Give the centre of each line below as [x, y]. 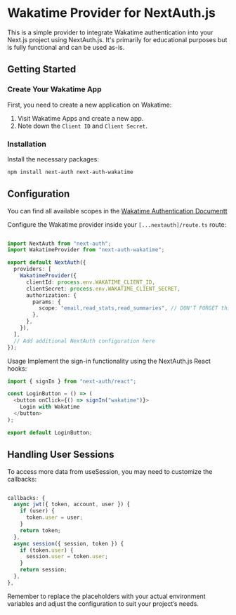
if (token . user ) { [47, 550]
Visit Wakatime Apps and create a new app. [80, 118]
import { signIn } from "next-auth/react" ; [72, 381]
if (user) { [37, 511]
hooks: [17, 368]
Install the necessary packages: [53, 159]
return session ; [44, 570]
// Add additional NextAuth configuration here [85, 341]
